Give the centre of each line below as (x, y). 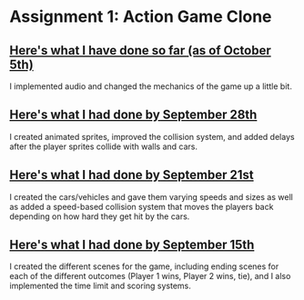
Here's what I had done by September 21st (132, 175)
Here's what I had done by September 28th (133, 115)
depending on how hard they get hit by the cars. (100, 216)
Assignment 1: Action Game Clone (141, 17)
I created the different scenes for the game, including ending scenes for (144, 266)
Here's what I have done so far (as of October (140, 50)
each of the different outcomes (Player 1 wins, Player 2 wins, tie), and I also (150, 276)
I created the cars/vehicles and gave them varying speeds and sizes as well (151, 196)
